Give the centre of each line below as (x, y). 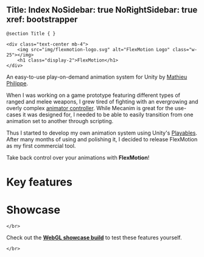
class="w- (185, 49)
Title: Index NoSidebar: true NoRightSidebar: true (102, 10)
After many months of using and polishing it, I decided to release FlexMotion (102, 139)
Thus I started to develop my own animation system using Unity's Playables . (102, 133)
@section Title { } (31, 33)
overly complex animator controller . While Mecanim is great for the (90, 108)
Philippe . (17, 83)
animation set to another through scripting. (60, 121)
